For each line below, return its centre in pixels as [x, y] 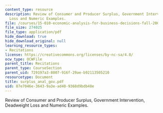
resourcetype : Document [29, 77]
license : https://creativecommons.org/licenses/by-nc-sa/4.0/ [69, 55]
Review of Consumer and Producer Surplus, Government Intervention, [75, 100]
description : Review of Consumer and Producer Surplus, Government [75, 14]
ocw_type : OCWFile [24, 59]
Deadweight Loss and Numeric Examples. [47, 105]
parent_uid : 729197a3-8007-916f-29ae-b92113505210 [57, 73]
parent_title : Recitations [32, 64]
